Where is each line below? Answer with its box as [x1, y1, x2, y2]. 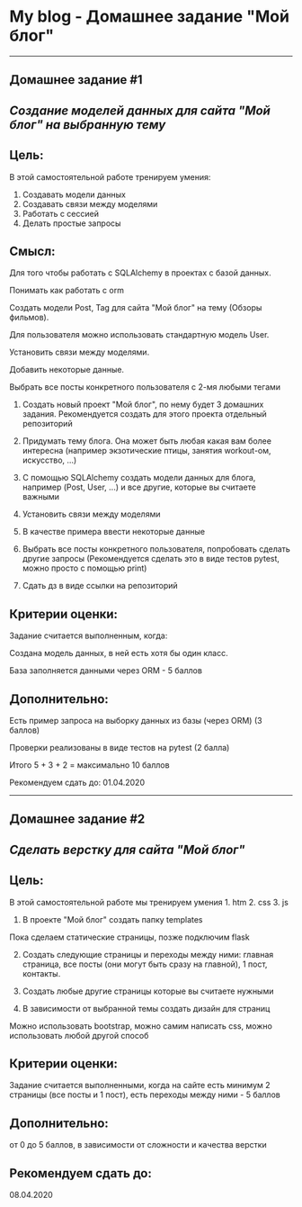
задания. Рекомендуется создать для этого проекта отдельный [22, 409, 267, 419]
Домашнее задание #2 [9, 812, 146, 827]
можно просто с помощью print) [22, 563, 147, 573]
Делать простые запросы [22, 218, 121, 229]
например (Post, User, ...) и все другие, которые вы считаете [22, 482, 256, 492]
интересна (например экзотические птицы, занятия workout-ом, [22, 446, 271, 456]
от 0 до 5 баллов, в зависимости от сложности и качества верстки [9, 1139, 267, 1150]
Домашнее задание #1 [9, 72, 143, 87]
